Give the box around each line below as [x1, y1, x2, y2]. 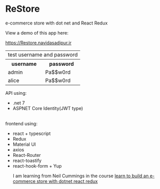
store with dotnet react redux [36, 178, 98, 184]
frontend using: [5, 120, 38, 126]
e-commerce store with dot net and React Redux [5, 20, 108, 26]
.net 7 [12, 100, 25, 106]
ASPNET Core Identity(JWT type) [12, 105, 83, 111]
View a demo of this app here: [5, 30, 69, 36]
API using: [5, 90, 27, 96]
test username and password [8, 51, 78, 58]
